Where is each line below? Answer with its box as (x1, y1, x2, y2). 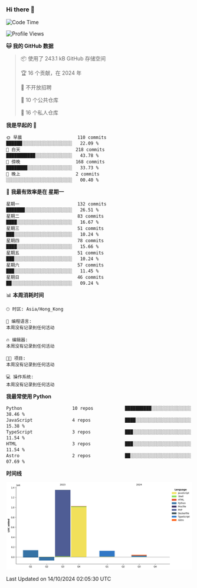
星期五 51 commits (6, 250, 104, 256)
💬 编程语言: (6, 319, 32, 324)
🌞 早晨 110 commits (6, 134, 107, 141)
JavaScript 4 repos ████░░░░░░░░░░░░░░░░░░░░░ (6, 417, 192, 423)
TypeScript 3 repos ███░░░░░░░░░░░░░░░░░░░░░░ (6, 429, 192, 435)
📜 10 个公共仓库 (20, 97, 59, 104)
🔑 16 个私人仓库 (20, 109, 59, 116)
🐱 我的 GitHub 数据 (6, 43, 54, 50)
